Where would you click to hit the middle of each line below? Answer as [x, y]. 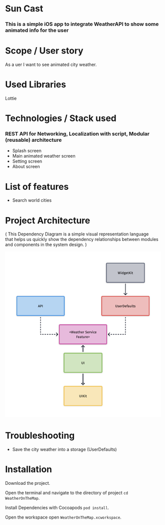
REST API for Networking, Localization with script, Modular [77, 134]
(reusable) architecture [34, 140]
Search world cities [32, 200]
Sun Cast [24, 9]
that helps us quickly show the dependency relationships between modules [82, 239]
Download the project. [28, 483]
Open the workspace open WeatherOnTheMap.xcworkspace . [63, 517]
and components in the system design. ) [46, 245]
